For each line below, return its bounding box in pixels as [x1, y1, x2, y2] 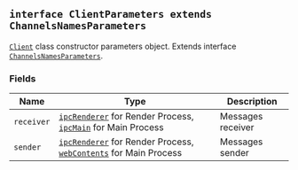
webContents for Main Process [59, 147, 183, 159]
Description [226, 96, 278, 108]
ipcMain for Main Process [59, 121, 164, 134]
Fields [9, 72, 36, 84]
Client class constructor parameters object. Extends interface [9, 41, 237, 51]
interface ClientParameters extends [9, 8, 213, 21]
